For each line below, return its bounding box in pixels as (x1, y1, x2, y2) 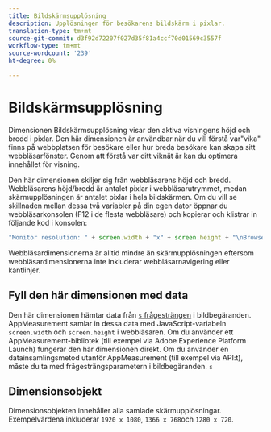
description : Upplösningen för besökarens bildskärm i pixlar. (8, 19, 226, 27)
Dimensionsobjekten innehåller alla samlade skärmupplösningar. (8, 406, 222, 416)
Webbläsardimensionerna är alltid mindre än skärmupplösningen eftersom (8, 247, 254, 258)
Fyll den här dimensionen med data (8, 289, 189, 302)
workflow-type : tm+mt (8, 42, 81, 50)
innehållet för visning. (8, 159, 81, 169)
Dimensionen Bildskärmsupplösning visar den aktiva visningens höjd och (8, 125, 251, 135)
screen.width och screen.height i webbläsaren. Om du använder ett (8, 327, 234, 337)
